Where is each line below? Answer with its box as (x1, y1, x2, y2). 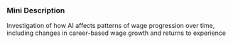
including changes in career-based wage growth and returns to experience (6, 29, 227, 37)
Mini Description (6, 6, 65, 15)
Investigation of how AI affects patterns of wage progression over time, (6, 22, 215, 30)
